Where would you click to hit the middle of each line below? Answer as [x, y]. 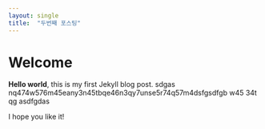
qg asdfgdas [29, 101]
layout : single [34, 16]
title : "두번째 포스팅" [45, 23]
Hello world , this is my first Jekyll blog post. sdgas [92, 84]
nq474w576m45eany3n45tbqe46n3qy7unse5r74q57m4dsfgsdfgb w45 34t [133, 93]
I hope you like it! [36, 117]
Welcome [40, 63]
